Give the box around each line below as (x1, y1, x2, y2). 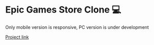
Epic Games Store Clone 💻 (5, 4, 121, 16)
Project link (5, 34, 29, 40)
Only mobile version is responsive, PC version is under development (5, 24, 149, 30)
